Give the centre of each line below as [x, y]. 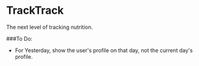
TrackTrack [35, 10]
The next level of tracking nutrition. [50, 27]
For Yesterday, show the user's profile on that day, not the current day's [104, 50]
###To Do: [20, 38]
